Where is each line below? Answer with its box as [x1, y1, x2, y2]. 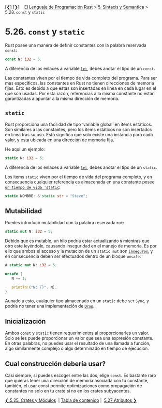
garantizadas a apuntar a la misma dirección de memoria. [5, 96, 119, 101]
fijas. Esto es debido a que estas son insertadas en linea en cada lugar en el [5, 85, 156, 91]
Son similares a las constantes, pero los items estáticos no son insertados [5, 126, 152, 132]
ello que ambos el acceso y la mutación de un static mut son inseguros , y [5, 248, 153, 254]
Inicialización [5, 317, 46, 326]
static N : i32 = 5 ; [5, 155, 44, 161]
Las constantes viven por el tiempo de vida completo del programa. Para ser [5, 75, 157, 81]
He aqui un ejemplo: [5, 146, 45, 152]
